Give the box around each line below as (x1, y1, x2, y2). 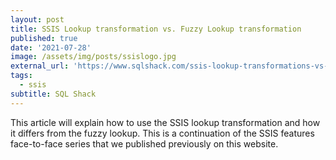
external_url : (10, 61, 70, 71)
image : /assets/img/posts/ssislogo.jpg (10, 52, 177, 62)
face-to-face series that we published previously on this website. (10, 137, 279, 150)
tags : (10, 71, 33, 81)
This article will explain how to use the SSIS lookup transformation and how (10, 116, 321, 128)
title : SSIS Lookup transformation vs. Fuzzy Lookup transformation (10, 24, 302, 34)
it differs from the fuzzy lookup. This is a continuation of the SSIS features (10, 127, 315, 139)
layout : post (10, 14, 65, 25)
